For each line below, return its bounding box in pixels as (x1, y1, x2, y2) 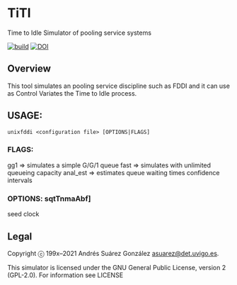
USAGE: (7, 110, 43, 122)
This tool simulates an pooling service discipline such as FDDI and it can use (7, 82, 230, 90)
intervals (7, 176, 33, 184)
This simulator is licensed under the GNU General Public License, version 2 (7, 263, 226, 272)
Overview (7, 62, 52, 75)
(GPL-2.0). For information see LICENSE (7, 271, 124, 279)
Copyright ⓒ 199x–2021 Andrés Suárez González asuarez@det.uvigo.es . (7, 249, 219, 257)
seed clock (7, 210, 40, 218)
